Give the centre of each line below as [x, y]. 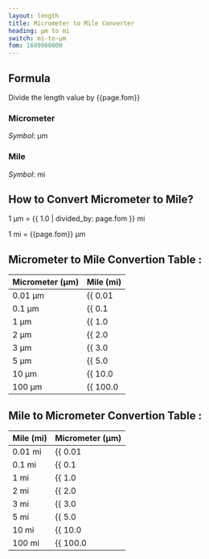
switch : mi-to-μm [37, 38]
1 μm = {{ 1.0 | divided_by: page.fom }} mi [77, 218]
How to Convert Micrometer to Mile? [101, 199]
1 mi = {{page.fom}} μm [47, 235]
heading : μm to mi [39, 31]
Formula [29, 78]
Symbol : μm [28, 136]
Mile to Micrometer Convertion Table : [105, 416]
